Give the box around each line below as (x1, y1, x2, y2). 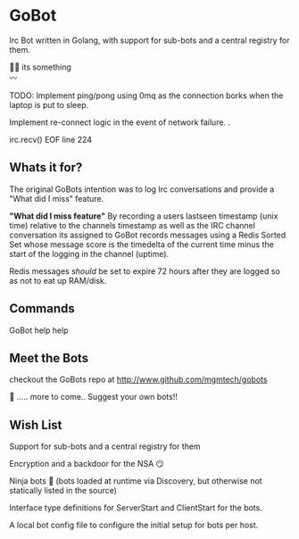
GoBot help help (9, 325, 69, 336)
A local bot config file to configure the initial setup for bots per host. (9, 519, 259, 531)
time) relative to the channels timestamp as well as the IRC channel (9, 220, 256, 230)
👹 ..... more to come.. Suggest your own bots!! (9, 392, 179, 402)
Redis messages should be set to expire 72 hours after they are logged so (9, 265, 281, 277)
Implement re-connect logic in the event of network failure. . (9, 117, 230, 128)
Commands (9, 301, 76, 317)
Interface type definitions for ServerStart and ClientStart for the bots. (9, 502, 263, 513)
